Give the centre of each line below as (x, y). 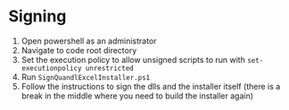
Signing (37, 16)
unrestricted (110, 68)
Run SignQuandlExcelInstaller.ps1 (86, 76)
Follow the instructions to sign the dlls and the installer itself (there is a (151, 86)
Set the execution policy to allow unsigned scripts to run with (133, 59)
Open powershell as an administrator (89, 41)
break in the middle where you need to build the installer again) (137, 96)
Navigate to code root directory (79, 50)
